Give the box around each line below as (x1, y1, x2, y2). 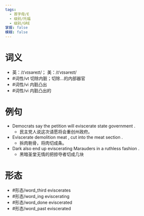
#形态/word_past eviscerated (12, 205, 71, 211)
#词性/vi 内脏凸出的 (12, 87, 51, 93)
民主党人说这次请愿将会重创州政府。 (19, 129, 93, 135)
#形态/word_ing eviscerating (12, 193, 70, 199)
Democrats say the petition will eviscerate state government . (12, 123, 136, 129)
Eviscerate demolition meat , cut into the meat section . (12, 134, 123, 140)
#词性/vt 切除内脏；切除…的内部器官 (12, 75, 85, 81)
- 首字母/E (9, 12, 29, 17)
